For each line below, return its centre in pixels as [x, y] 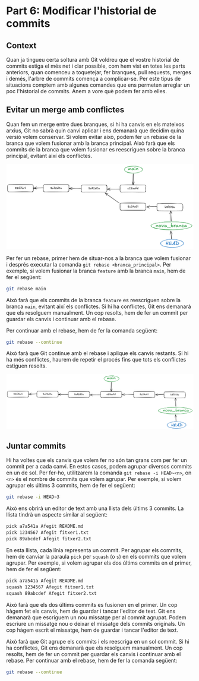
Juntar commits [36, 446]
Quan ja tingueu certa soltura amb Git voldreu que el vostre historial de [93, 60]
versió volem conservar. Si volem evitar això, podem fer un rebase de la [94, 137]
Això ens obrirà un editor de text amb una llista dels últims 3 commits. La [95, 508]
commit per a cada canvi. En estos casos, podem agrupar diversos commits [99, 467]
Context [21, 45]
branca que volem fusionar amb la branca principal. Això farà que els [91, 143]
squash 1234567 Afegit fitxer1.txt [50, 587]
